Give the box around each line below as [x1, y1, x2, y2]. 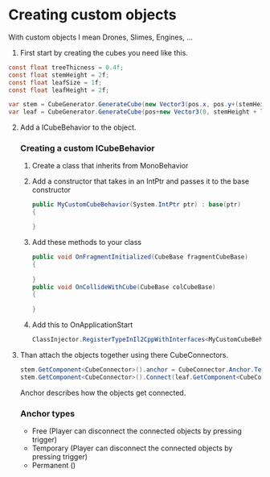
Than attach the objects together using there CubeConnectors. [19, 350, 229, 359]
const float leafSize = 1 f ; [8, 78, 103, 86]
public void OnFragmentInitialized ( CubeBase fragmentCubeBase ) [31, 253, 249, 261]
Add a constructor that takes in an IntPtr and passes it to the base [31, 176, 250, 186]
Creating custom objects [8, 6, 177, 24]
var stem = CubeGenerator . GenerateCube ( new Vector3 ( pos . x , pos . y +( [8, 101, 239, 109]
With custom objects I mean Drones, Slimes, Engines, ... [8, 32, 193, 42]
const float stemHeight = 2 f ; [8, 71, 110, 79]
